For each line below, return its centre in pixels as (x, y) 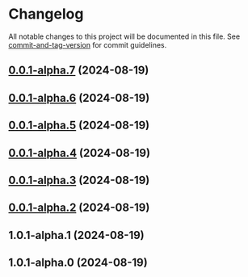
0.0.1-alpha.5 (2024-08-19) (79, 126)
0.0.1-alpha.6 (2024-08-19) (79, 98)
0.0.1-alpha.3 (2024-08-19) (79, 180)
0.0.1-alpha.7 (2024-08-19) (79, 71)
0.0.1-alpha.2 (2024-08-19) (79, 208)
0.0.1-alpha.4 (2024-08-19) (80, 153)
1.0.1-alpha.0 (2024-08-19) (78, 263)
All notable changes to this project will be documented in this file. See (124, 36)
